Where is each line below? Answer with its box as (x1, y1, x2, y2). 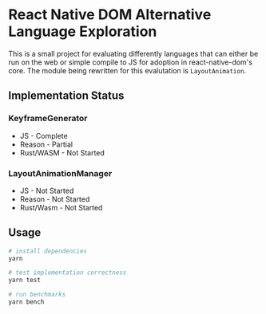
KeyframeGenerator (8, 113, 88, 124)
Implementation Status (8, 89, 125, 103)
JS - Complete (19, 131, 68, 140)
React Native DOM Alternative (8, 6, 212, 24)
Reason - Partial (19, 139, 73, 149)
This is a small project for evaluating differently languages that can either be (8, 49, 259, 58)
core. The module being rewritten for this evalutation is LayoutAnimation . (8, 65, 246, 75)
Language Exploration (8, 22, 157, 41)
